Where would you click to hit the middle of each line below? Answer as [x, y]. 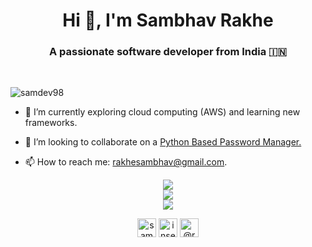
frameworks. [51, 123]
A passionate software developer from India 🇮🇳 [168, 52]
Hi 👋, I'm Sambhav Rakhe [168, 20]
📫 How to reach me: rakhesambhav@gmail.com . [126, 162]
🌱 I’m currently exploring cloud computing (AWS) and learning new [162, 112]
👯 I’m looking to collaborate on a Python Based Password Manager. [163, 142]
